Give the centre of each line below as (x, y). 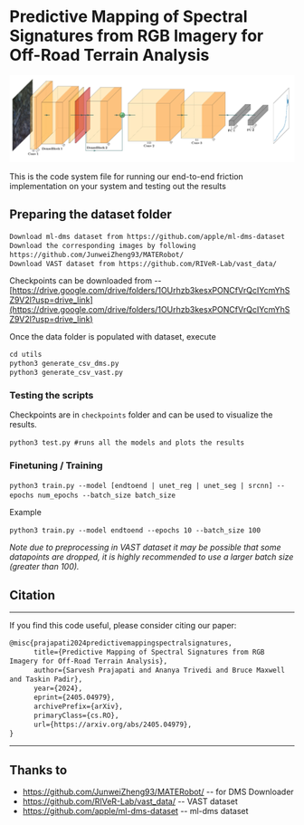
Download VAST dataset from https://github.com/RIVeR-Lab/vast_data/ (143, 264)
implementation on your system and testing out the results (118, 186)
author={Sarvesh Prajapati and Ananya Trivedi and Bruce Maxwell (159, 671)
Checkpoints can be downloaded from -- (85, 280)
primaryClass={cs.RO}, (76, 716)
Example (26, 513)
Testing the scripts (52, 395)
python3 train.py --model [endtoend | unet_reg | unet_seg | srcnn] (141, 486)
